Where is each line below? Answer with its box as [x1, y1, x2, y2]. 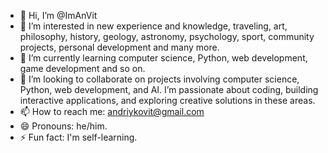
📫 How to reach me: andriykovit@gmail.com [19, 106, 205, 117]
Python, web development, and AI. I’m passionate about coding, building [19, 84, 319, 95]
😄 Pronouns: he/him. [19, 120, 108, 132]
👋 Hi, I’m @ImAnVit [19, 10, 98, 21]
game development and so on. [19, 63, 146, 74]
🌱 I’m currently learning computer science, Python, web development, [19, 52, 308, 64]
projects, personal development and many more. [19, 41, 220, 53]
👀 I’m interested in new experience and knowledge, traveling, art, [19, 20, 288, 32]
